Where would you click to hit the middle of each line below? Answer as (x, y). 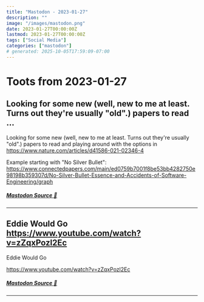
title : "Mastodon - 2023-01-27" (47, 12)
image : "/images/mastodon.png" (46, 23)
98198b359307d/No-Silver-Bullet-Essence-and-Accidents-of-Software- (97, 175)
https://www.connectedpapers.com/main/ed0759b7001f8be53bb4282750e (101, 168)
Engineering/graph (30, 181)
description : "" (27, 18)
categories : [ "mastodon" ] (39, 46)
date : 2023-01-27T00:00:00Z (42, 29)
